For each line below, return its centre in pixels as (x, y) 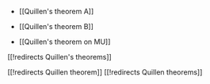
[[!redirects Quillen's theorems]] (59, 57)
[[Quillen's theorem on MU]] (65, 42)
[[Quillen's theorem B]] (56, 26)
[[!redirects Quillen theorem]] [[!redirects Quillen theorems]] (105, 72)
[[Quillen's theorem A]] (56, 11)
